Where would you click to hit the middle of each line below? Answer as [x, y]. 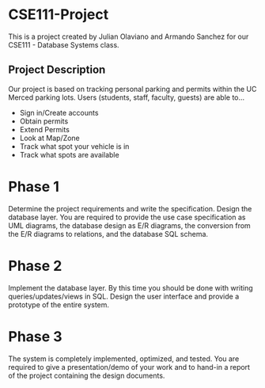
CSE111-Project [59, 15]
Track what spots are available [70, 154]
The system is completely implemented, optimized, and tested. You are [124, 359]
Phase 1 [34, 186]
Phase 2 [35, 266]
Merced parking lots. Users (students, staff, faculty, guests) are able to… [127, 97]
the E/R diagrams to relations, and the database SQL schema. [108, 234]
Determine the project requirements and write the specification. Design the [130, 208]
